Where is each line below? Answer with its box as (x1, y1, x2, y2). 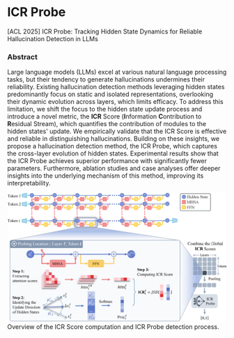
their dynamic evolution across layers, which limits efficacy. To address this (7, 98, 224, 106)
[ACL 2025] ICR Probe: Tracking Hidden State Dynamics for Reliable (7, 27, 203, 36)
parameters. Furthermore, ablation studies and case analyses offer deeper (7, 164, 221, 173)
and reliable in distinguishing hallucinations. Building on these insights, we (7, 135, 220, 143)
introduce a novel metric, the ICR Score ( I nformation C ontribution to (7, 112, 202, 121)
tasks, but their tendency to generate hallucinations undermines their (7, 75, 205, 84)
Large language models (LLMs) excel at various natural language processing (7, 68, 227, 77)
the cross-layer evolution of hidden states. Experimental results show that (7, 149, 219, 158)
